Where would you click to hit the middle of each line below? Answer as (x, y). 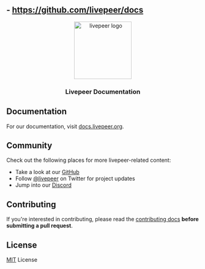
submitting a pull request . (40, 225)
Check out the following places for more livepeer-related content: (89, 160)
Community (29, 146)
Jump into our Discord (43, 185)
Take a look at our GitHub (47, 172)
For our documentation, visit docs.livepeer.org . (65, 126)
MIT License (22, 259)
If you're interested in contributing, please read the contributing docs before (102, 219)
